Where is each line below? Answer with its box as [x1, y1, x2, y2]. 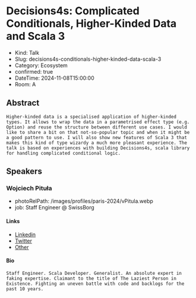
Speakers [6, 167, 43, 177]
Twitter [14, 237, 33, 244]
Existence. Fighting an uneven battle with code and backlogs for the [6, 281, 185, 287]
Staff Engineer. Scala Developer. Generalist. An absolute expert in [6, 270, 182, 276]
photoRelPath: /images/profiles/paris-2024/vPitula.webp [14, 197, 153, 205]
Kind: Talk [14, 49, 40, 56]
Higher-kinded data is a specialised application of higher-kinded [6, 114, 177, 120]
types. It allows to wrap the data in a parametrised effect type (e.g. [6, 119, 190, 125]
